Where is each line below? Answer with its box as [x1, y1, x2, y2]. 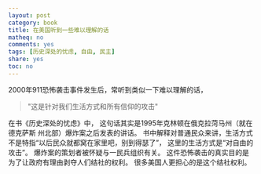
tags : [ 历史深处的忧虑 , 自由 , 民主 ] [8, 48, 116, 56]
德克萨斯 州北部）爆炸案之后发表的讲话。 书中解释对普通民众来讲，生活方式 [8, 128, 253, 137]
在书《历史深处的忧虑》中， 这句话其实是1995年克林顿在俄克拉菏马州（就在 [8, 118, 253, 128]
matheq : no [8, 33, 44, 42]
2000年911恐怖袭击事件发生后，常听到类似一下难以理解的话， [8, 85, 208, 94]
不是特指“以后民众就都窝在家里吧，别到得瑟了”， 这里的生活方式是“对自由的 [8, 138, 254, 147]
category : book [8, 19, 58, 27]
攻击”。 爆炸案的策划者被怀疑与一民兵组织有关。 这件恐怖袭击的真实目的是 [8, 147, 250, 157]
